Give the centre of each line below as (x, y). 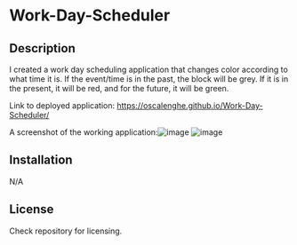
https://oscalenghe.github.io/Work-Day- (190, 106)
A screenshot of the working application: (84, 132)
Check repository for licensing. (66, 231)
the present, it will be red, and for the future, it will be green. (119, 88)
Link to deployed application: (62, 106)
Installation (41, 160)
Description (42, 48)
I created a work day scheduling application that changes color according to (149, 69)
